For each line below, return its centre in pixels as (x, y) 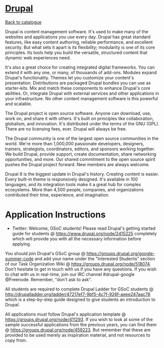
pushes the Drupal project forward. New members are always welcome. (78, 164)
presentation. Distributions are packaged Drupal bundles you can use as (78, 83)
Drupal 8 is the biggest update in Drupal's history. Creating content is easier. (82, 174)
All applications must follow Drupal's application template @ (66, 314)
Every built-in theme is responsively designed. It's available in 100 (71, 179)
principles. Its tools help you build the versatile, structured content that (76, 53)
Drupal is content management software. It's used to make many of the (77, 31)
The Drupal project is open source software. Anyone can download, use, (78, 113)
